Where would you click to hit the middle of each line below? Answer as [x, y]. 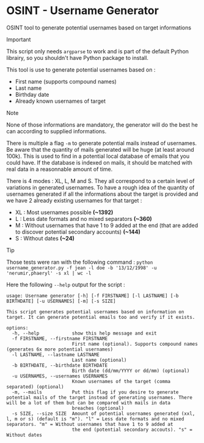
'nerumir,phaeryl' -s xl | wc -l [49, 273]
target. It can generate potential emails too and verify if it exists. [101, 317]
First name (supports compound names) [66, 81]
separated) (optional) [35, 387]
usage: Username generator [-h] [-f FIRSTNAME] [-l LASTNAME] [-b [93, 296]
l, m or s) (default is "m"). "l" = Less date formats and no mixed [95, 419]
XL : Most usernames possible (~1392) [64, 212]
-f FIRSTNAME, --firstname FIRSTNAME [60, 338]
